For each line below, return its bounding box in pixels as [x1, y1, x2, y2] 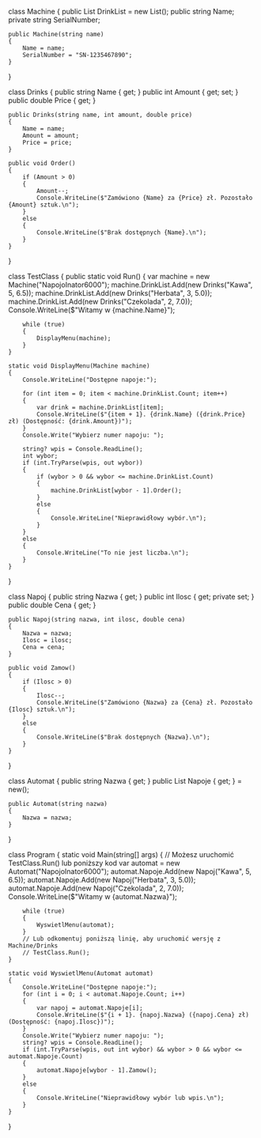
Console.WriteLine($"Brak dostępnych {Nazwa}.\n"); [36, 733, 211, 741]
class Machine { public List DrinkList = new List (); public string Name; [8, 7, 235, 16]
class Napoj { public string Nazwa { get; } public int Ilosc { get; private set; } [8, 592, 255, 601]
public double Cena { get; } [8, 600, 96, 610]
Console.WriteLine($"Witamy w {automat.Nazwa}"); [8, 892, 178, 901]
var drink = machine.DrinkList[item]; [36, 403, 165, 411]
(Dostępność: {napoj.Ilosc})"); [8, 1018, 115, 1026]
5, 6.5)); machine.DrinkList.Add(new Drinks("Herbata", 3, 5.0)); [8, 289, 213, 297]
